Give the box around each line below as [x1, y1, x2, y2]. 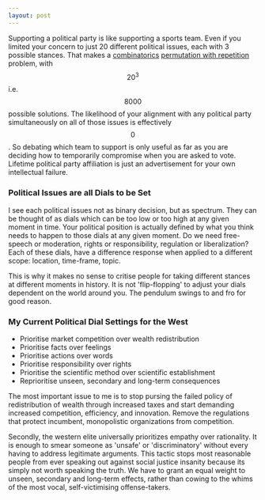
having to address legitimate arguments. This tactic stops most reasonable [8, 449, 252, 458]
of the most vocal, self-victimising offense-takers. [8, 482, 171, 491]
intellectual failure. [8, 168, 69, 177]
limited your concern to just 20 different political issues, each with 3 [8, 41, 229, 51]
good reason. [8, 296, 52, 305]
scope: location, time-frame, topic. [8, 256, 121, 265]
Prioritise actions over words [19, 350, 113, 360]
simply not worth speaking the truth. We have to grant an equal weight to [8, 465, 246, 475]
